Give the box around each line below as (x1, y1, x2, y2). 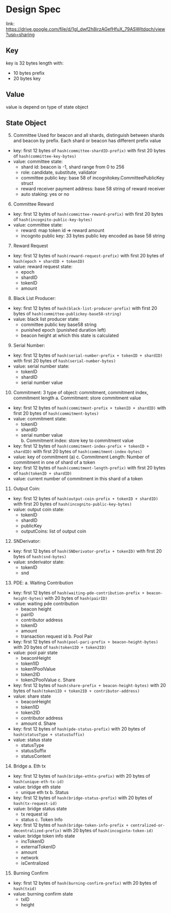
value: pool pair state (13, 650, 58, 656)
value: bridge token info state (13, 833, 75, 839)
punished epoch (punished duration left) (20, 327, 106, 333)
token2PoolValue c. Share (20, 677, 76, 683)
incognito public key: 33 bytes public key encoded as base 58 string (20, 233, 165, 239)
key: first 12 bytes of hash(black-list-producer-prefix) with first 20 (13, 305, 158, 311)
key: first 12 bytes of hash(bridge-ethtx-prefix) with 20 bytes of (13, 773, 151, 779)
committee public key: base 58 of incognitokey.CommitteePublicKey (20, 175, 165, 181)
